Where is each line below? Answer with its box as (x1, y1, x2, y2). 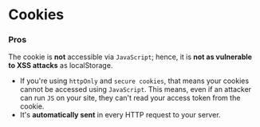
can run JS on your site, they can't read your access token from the (19, 93, 241, 103)
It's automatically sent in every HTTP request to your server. (19, 110, 221, 120)
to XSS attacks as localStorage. (8, 61, 113, 70)
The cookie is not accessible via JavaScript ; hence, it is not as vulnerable (8, 52, 253, 62)
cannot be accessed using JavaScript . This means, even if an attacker (19, 85, 252, 94)
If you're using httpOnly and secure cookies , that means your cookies (19, 76, 250, 85)
